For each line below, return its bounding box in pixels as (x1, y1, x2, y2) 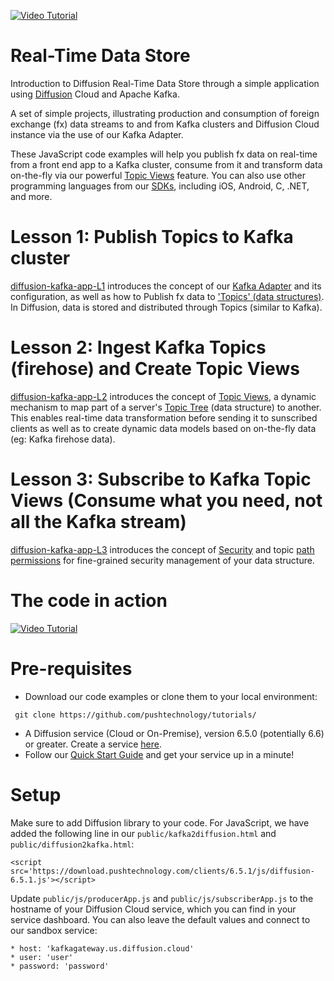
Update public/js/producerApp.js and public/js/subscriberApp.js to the (10, 892, 314, 904)
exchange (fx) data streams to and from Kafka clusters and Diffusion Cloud (10, 118, 320, 130)
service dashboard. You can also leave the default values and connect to (10, 913, 311, 925)
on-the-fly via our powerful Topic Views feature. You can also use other (10, 169, 306, 181)
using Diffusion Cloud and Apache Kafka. (10, 88, 180, 100)
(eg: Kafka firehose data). (10, 433, 116, 445)
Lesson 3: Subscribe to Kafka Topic (10, 468, 312, 490)
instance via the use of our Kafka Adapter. (10, 128, 184, 140)
